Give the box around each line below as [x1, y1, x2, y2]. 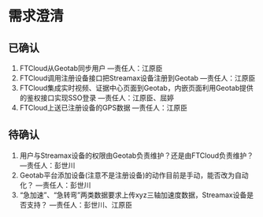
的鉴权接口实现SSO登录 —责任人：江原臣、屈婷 [19, 93, 175, 103]
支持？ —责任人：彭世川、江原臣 [26, 200, 132, 209]
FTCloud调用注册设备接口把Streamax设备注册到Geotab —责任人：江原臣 [19, 73, 256, 83]
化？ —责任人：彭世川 [19, 180, 91, 189]
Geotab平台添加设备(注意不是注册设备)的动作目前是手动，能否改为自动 [19, 170, 250, 180]
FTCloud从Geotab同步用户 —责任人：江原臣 [19, 64, 163, 73]
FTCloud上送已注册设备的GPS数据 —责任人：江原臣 [19, 103, 187, 112]
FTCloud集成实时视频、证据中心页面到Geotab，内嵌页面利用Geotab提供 [19, 84, 254, 92]
